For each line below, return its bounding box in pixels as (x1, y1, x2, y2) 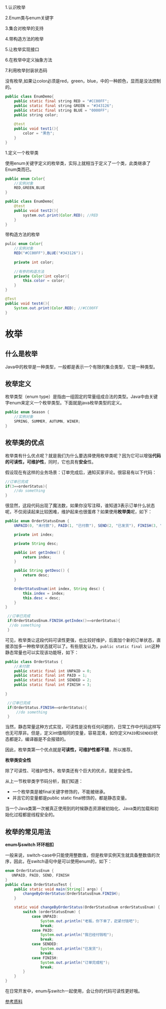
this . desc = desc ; (23, 596, 61, 601)
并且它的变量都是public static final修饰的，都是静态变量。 (12, 795, 129, 801)
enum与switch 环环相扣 (5, 842, 54, 848)
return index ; (23, 555, 52, 559)
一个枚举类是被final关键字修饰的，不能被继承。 (12, 789, 108, 795)
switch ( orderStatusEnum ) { (23, 909, 81, 914)
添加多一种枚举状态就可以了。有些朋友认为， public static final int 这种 (9, 643, 160, 649)
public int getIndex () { (14, 550, 65, 555)
